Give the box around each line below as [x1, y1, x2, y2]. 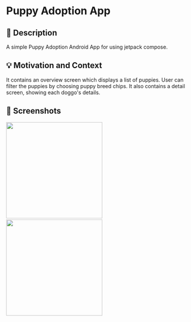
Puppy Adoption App [6, 4, 111, 18]
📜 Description [6, 28, 57, 38]
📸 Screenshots [6, 106, 61, 116]
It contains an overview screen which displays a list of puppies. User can [6, 76, 184, 83]
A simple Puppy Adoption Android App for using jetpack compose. [6, 43, 168, 50]
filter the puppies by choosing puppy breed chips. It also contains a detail [6, 82, 185, 89]
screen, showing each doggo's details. [6, 89, 101, 96]
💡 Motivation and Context [6, 60, 102, 70]
